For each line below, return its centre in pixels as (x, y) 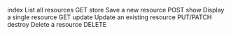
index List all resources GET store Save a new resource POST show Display (116, 10)
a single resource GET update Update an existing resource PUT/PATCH (110, 17)
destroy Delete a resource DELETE (57, 24)
